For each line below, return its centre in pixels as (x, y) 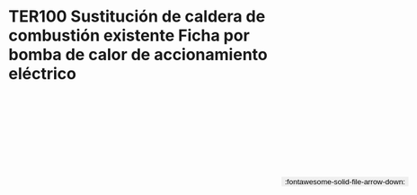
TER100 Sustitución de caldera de (137, 17)
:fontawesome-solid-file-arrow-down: (345, 182)
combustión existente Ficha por (129, 35)
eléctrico (43, 74)
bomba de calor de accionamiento (138, 55)
